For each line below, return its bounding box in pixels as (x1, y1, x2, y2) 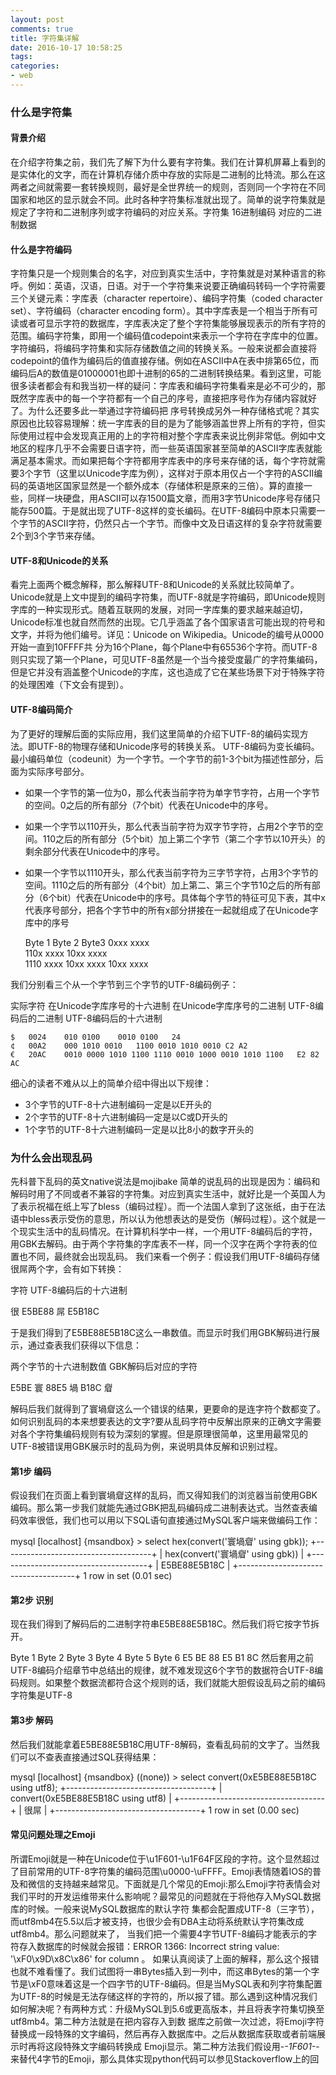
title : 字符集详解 (10, 33, 80, 43)
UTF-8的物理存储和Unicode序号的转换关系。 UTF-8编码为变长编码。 (36, 740, 320, 752)
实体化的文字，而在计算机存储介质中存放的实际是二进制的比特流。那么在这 (18, 169, 326, 180)
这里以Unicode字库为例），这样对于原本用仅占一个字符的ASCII (59, 467, 315, 480)
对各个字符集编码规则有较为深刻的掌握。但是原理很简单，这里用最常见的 (10, 1427, 308, 1440)
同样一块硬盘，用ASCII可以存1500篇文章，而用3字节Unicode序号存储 (27, 492, 312, 505)
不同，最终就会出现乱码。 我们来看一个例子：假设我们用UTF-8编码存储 (27, 1250, 320, 1262)
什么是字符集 (10, 105, 73, 119)
